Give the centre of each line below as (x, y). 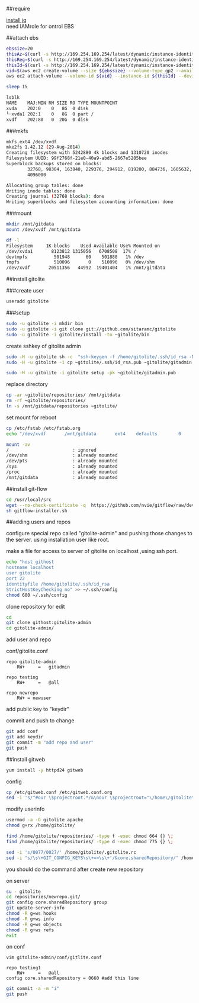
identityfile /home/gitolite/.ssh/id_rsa (58, 584)
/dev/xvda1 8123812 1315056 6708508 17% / (71, 251)
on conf (16, 947)
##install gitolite (26, 279)
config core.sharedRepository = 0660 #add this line (73, 978)
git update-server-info (36, 908)
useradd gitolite (28, 301)
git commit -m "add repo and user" (50, 742)
